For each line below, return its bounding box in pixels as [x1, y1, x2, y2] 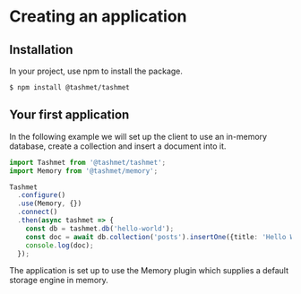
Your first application [9, 108, 130, 123]
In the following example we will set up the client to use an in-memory [9, 131, 267, 142]
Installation [9, 42, 73, 57]
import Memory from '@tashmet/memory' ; [9, 166, 159, 176]
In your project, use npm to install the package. [9, 65, 184, 76]
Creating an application [9, 6, 187, 27]
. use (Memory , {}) [17, 199, 82, 208]
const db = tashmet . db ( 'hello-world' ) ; [25, 224, 175, 233]
